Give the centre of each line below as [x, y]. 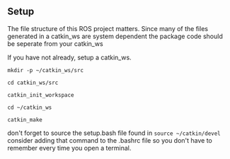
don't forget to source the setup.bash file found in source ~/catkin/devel [114, 133]
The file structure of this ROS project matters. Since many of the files [108, 28]
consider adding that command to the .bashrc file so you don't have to [110, 140]
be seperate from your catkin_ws [56, 43]
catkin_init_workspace [41, 95]
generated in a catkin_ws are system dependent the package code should [115, 36]
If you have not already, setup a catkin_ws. [70, 57]
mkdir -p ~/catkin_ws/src [45, 70]
